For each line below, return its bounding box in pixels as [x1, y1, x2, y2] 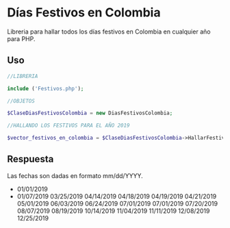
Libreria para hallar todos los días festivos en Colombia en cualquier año [7, 27, 211, 36]
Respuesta [7, 153, 54, 165]
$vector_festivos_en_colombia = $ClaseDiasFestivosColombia [7, 135, 183, 142]
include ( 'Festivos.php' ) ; [7, 85, 84, 92]
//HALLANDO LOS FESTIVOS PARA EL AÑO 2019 [7, 122, 130, 129]
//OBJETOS [7, 97, 36, 104]
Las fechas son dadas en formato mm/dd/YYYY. [7, 171, 143, 179]
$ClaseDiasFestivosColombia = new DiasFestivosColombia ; [7, 110, 173, 117]
